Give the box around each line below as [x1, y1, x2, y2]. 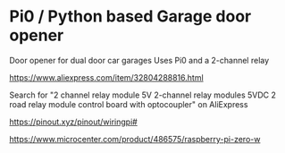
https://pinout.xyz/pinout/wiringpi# [9, 116, 138, 127]
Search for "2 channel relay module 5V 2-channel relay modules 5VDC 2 [9, 89, 277, 100]
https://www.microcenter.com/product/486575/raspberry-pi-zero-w [9, 133, 261, 144]
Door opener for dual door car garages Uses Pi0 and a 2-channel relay [9, 55, 270, 65]
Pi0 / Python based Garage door [9, 6, 252, 27]
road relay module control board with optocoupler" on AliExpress [9, 98, 248, 109]
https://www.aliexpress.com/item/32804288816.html [9, 72, 204, 82]
